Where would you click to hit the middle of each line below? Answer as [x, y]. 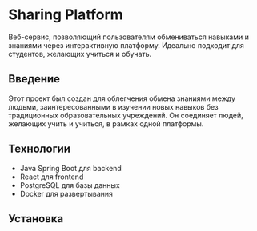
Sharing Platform [66, 15]
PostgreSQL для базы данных [70, 185]
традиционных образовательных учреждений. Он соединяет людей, [126, 115]
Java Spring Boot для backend [70, 168]
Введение [34, 79]
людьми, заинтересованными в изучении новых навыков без [113, 106]
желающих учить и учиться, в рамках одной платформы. [106, 123]
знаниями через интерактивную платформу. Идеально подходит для [126, 45]
